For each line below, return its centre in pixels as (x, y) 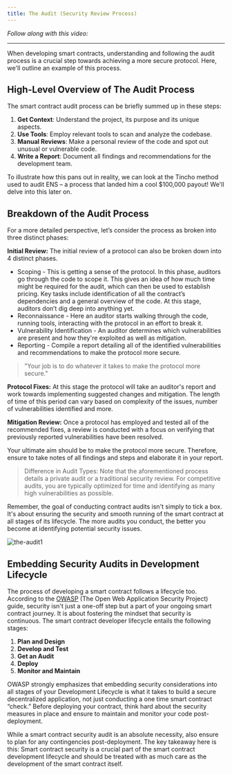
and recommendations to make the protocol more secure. (99, 353)
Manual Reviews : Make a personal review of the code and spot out (113, 142)
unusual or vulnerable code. (57, 149)
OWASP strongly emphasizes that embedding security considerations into (112, 684)
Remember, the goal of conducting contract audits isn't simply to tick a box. (115, 507)
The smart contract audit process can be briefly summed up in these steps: (114, 106)
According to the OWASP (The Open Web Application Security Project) (108, 599)
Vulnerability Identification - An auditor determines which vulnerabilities (119, 331)
